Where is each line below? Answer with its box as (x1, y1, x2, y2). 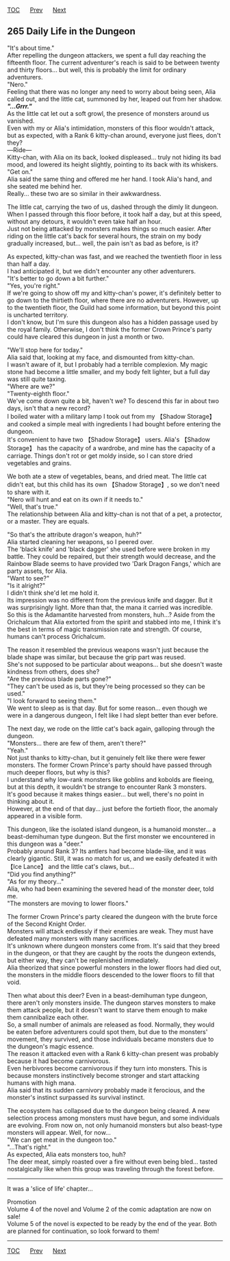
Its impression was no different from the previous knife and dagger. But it (7, 596, 214, 604)
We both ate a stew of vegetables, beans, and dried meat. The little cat (7, 472, 207, 480)
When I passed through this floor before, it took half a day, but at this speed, (7, 210, 222, 218)
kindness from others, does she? (7, 668, 100, 676)
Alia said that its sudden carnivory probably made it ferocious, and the (7, 1086, 205, 1094)
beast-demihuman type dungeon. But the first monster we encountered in (7, 832, 216, 840)
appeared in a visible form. (7, 811, 83, 820)
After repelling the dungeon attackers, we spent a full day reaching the (7, 51, 207, 59)
